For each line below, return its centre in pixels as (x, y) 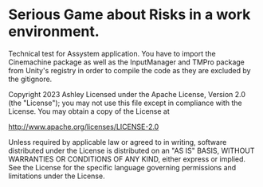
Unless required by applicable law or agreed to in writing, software (118, 142)
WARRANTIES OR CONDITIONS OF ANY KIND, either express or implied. (127, 159)
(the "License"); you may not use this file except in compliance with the (125, 103)
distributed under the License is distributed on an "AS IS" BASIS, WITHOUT (131, 150)
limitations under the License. (57, 176)
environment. (54, 31)
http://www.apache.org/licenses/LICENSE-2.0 (84, 127)
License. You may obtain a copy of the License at (89, 111)
